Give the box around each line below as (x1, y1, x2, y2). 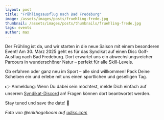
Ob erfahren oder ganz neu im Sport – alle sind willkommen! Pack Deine (5, 69, 150, 74)
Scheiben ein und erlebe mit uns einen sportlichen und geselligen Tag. (5, 74, 147, 79)
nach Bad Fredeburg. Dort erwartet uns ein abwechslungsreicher (22, 54, 153, 59)
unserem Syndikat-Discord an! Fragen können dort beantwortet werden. (5, 91, 151, 96)
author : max (5, 30, 29, 35)
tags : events (5, 25, 32, 30)
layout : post (5, 7, 32, 12)
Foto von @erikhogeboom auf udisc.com (5, 110, 88, 115)
